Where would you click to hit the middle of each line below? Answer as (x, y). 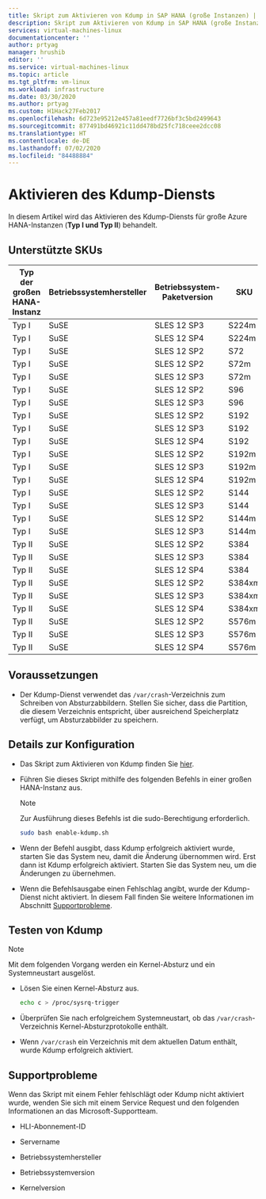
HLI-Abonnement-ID (53, 1126)
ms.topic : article (38, 74)
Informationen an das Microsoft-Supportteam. (83, 1111)
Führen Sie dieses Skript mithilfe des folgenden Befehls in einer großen (135, 779)
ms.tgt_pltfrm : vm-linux (49, 82)
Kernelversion (42, 1188)
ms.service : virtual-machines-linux (68, 67)
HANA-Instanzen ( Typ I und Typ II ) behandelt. (83, 225)
